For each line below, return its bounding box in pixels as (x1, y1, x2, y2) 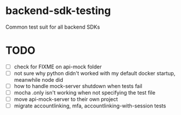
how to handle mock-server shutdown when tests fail (13, 83, 143, 89)
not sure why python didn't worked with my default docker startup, (13, 69, 176, 76)
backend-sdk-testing (5, 4, 111, 18)
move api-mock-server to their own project (13, 96, 118, 103)
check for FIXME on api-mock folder (13, 63, 102, 70)
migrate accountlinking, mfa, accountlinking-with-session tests (13, 102, 166, 109)
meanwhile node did (13, 76, 63, 83)
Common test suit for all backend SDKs (5, 23, 100, 30)
